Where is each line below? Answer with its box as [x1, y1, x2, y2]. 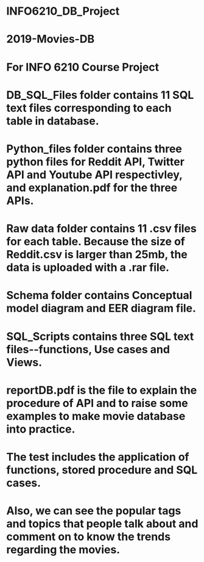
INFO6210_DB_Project [6, 4, 120, 18]
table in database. [6, 114, 99, 128]
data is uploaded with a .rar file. [6, 261, 169, 275]
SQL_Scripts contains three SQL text [6, 330, 194, 343]
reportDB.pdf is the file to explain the [6, 383, 197, 397]
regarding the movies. [6, 543, 121, 557]
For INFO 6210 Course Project [6, 60, 160, 74]
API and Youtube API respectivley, [6, 168, 183, 181]
